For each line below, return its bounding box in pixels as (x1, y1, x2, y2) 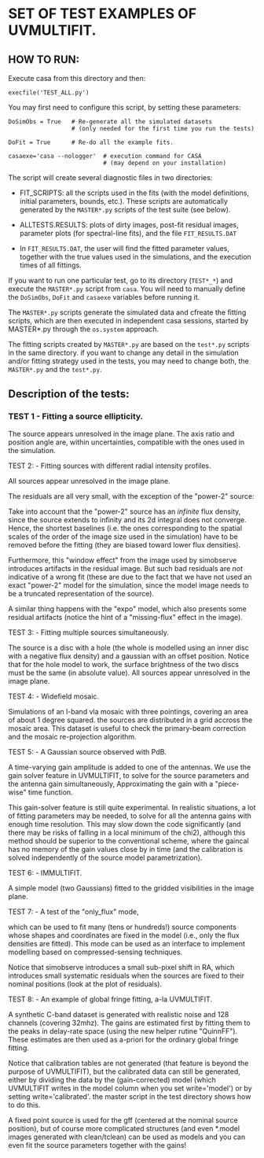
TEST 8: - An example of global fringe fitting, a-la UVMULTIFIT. (8, 994, 213, 1004)
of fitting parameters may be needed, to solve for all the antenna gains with (8, 811, 251, 821)
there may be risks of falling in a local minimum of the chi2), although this (8, 828, 246, 837)
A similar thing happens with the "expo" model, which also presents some (8, 603, 247, 614)
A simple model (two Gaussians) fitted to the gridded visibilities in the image (8, 883, 255, 893)
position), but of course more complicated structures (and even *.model (8, 1123, 240, 1133)
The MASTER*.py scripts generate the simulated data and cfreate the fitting (8, 308, 247, 317)
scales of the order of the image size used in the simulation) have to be (8, 532, 238, 541)
